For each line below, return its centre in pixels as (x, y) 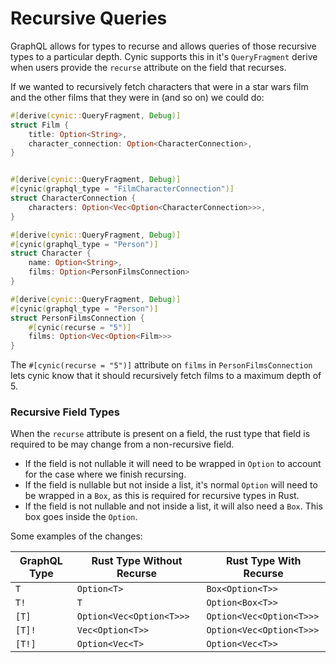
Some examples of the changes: (76, 536)
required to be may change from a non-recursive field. (122, 444)
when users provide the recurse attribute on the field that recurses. (148, 67)
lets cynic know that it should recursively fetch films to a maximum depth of (166, 376)
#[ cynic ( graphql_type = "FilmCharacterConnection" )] (122, 189)
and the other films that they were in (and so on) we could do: (137, 97)
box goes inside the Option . (81, 517)
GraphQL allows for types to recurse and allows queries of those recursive (163, 46)
